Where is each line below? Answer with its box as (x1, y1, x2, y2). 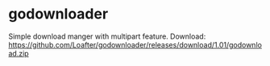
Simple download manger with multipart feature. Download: (8, 31, 206, 41)
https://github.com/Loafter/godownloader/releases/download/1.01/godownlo (8, 39, 262, 49)
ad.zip (8, 48, 30, 58)
